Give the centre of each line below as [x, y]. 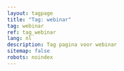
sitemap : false [29, 51]
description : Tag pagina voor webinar [62, 45]
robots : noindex [30, 57]
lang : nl [19, 39]
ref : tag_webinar [32, 32]
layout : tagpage [30, 13]
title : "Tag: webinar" [39, 20]
